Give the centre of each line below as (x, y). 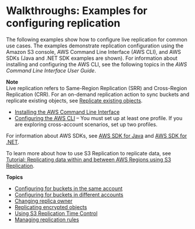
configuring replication (63, 23)
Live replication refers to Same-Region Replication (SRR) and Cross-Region (97, 88)
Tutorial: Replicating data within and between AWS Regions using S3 (89, 159)
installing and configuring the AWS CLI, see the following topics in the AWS (97, 64)
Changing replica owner (43, 201)
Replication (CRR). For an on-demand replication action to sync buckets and (98, 94)
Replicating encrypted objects (51, 207)
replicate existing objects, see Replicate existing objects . (74, 100)
